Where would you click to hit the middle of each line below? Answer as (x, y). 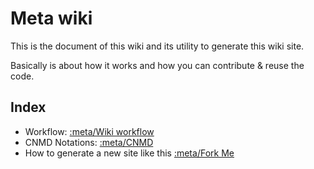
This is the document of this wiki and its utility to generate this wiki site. (157, 46)
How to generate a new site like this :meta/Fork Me (129, 153)
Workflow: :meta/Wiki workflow (89, 131)
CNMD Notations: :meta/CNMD (89, 142)
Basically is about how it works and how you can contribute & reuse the (157, 65)
